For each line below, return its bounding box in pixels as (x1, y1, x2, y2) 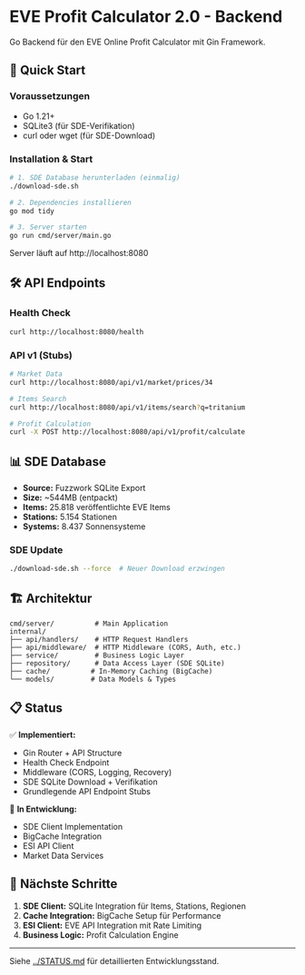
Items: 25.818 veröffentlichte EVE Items (22, 502, 171, 513)
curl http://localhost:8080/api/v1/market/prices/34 (9, 378, 213, 387)
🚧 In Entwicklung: (9, 803, 77, 814)
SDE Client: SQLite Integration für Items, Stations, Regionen (22, 901, 247, 911)
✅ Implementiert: (9, 729, 76, 740)
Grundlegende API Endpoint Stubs (22, 785, 152, 796)
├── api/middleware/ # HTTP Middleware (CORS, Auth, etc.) (9, 643, 242, 653)
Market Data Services (22, 850, 104, 861)
